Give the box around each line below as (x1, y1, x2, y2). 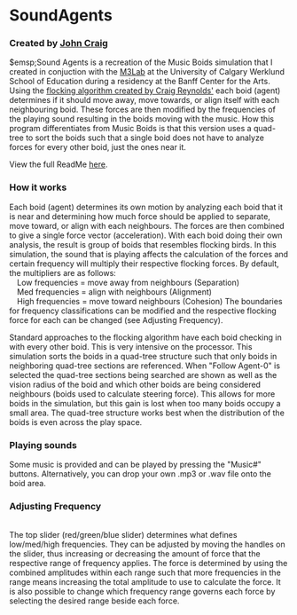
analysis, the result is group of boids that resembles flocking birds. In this (9, 239, 277, 249)
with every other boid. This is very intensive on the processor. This (9, 341, 253, 351)
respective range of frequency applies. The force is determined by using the (9, 558, 288, 569)
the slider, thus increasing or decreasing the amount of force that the (9, 548, 261, 559)
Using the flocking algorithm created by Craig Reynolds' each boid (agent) (9, 85, 281, 96)
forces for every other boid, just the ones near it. (9, 142, 186, 153)
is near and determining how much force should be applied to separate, (9, 210, 270, 222)
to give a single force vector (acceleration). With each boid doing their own (9, 230, 283, 240)
